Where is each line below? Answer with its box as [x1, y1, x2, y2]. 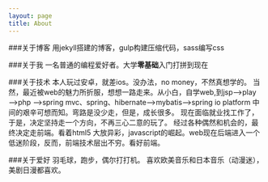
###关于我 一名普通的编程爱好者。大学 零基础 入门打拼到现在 [8, 60, 209, 70]
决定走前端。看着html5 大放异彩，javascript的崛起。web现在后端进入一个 [15, 127, 261, 138]
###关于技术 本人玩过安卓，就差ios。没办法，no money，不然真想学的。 [8, 77, 251, 87]
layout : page [8, 11, 53, 20]
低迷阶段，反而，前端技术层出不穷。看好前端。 [8, 138, 164, 147]
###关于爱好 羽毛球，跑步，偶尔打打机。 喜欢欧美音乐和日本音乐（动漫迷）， [8, 154, 264, 164]
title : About [8, 19, 53, 28]
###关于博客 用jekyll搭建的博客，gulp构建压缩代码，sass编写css [8, 42, 225, 53]
